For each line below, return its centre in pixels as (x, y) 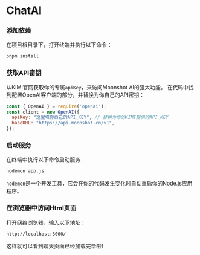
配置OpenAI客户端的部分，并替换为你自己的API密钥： (78, 95)
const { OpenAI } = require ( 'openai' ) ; (56, 106)
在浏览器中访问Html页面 (41, 208)
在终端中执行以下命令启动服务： (46, 160)
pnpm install (23, 56)
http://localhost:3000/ (36, 234)
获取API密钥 (24, 73)
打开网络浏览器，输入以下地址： (46, 222)
